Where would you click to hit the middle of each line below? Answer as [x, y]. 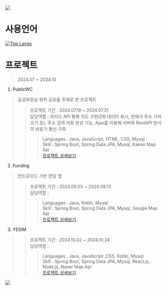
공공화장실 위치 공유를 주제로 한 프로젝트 [57, 99]
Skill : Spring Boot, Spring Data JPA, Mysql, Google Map [100, 208]
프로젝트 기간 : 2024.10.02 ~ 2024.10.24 [70, 239]
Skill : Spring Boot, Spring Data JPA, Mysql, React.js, [96, 261]
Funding [21, 165]
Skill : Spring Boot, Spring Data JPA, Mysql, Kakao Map [99, 144]
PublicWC [22, 89]
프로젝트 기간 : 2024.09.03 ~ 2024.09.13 [70, 186]
